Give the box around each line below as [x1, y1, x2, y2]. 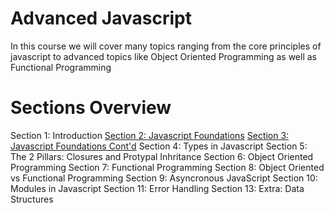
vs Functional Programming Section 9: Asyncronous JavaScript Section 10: [10, 172, 318, 184]
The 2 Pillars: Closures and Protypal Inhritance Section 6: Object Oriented [10, 150, 314, 162]
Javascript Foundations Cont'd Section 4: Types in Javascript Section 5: [10, 140, 308, 152]
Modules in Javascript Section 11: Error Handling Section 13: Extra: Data [10, 182, 305, 194]
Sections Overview [10, 97, 172, 119]
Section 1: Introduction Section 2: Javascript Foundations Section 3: [10, 129, 290, 141]
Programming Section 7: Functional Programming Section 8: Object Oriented [10, 161, 325, 173]
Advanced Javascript [10, 7, 192, 30]
